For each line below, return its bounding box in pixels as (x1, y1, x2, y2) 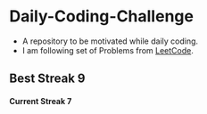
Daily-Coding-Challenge (9, 6, 195, 27)
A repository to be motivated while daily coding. (21, 36, 199, 46)
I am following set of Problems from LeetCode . (21, 45, 195, 55)
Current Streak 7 (9, 95, 72, 106)
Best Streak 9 (9, 71, 87, 86)
